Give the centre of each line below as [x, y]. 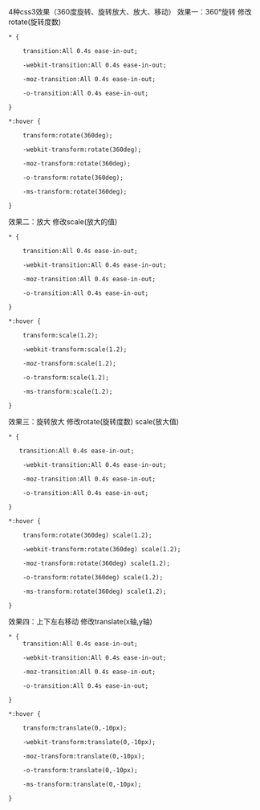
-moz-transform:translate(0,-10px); [84, 756]
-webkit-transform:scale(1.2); [75, 350]
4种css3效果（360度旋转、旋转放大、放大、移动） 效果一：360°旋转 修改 [130, 12]
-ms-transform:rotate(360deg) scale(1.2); [95, 591]
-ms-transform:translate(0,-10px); [82, 784]
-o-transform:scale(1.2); [66, 378]
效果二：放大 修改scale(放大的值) [63, 222]
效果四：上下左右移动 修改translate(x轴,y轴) [80, 622]
